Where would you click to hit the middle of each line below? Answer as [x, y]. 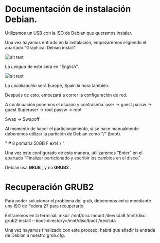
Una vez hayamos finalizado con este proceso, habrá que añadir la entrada [80, 230]
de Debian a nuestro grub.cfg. [35, 235]
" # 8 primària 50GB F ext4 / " [35, 143]
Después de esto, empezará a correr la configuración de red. [66, 95]
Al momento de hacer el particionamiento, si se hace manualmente [72, 129]
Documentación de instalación [68, 9]
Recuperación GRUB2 [49, 187]
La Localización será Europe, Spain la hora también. [57, 85]
